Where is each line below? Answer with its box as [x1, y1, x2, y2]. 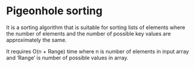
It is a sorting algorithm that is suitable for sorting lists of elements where [6, 24, 185, 31]
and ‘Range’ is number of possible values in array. [6, 54, 129, 61]
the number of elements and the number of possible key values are [6, 30, 171, 37]
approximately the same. [6, 36, 67, 43]
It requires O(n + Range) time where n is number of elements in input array [6, 47, 189, 55]
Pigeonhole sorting [6, 4, 103, 18]
